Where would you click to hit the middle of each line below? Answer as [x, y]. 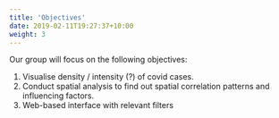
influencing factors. [58, 96]
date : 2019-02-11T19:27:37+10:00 [72, 26]
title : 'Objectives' [48, 17]
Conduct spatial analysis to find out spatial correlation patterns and [146, 87]
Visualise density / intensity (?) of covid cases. [108, 77]
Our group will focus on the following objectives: [98, 60]
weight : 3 [28, 34]
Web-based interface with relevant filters [98, 105]
